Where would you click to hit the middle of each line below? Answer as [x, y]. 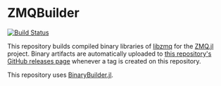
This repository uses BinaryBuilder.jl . [61, 75]
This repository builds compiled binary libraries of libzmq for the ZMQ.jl [110, 46]
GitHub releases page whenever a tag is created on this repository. [105, 61]
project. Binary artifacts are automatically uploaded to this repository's [109, 54]
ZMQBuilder [43, 13]
